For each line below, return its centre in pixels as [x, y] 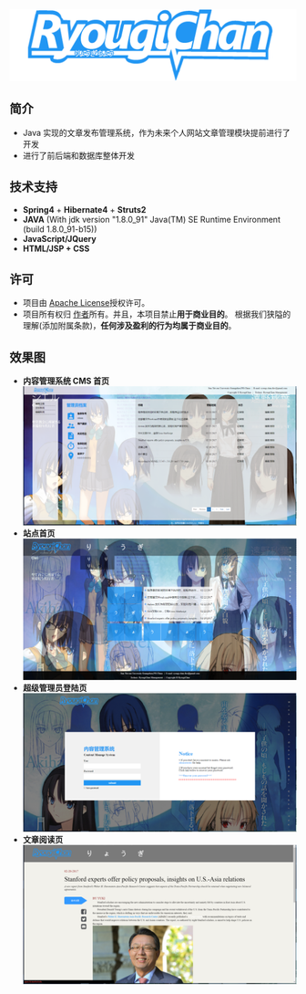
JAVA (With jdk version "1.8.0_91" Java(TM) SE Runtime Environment [151, 219]
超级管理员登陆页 [55, 687]
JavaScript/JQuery [60, 238]
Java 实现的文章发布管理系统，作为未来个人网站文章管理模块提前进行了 [157, 132]
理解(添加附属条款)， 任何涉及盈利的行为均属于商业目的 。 [129, 326]
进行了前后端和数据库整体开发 [78, 155]
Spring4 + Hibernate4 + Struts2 [84, 209]
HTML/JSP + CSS [56, 248]
